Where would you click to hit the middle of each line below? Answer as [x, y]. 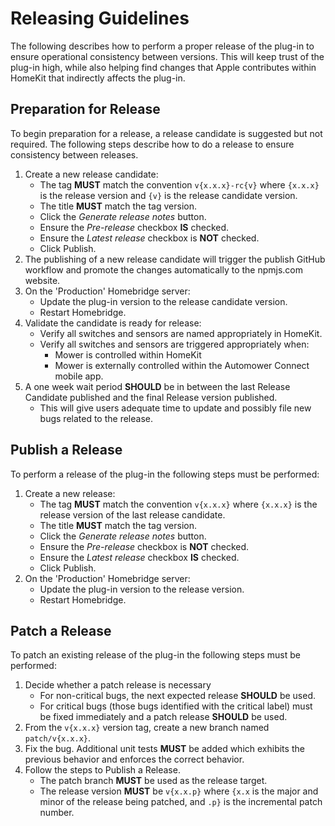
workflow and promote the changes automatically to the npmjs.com [164, 269]
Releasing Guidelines [100, 18]
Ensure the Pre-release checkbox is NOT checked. [144, 546]
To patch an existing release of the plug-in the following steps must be [155, 655]
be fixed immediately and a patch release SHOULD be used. [163, 717]
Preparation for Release [85, 109]
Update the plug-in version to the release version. [142, 589]
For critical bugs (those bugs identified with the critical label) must [176, 706]
